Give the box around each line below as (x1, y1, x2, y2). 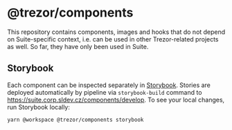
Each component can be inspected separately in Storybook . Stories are (7, 81, 211, 89)
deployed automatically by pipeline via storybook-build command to (7, 88, 202, 96)
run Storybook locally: (7, 102, 71, 111)
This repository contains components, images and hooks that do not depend (7, 28, 226, 36)
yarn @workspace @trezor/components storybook (7, 116, 144, 123)
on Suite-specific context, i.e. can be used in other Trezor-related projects (7, 35, 220, 43)
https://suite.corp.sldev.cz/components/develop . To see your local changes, (7, 95, 225, 104)
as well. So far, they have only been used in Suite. (7, 42, 149, 50)
